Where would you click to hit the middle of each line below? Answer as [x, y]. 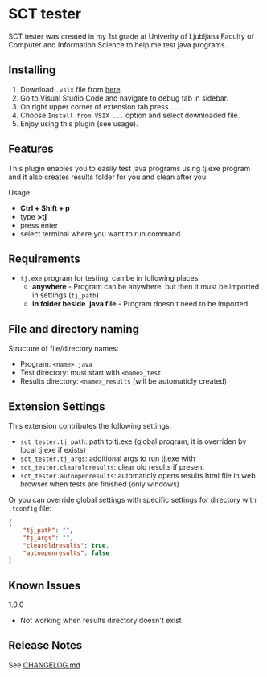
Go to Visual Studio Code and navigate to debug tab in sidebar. [124, 98]
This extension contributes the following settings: [90, 426]
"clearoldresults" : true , [66, 545]
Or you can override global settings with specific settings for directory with [133, 500]
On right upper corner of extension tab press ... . [101, 106]
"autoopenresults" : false [66, 553]
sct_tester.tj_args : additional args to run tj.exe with [107, 458]
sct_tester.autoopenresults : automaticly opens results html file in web [138, 476]
